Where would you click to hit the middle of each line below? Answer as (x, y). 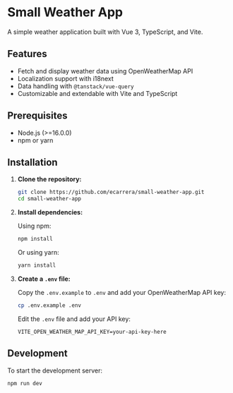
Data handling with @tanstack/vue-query (76, 86)
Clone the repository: (49, 179)
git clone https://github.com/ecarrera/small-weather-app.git (111, 192)
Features (27, 54)
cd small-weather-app (49, 199)
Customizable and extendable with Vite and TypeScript (97, 93)
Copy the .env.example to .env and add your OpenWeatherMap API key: (121, 292)
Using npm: (34, 226)
